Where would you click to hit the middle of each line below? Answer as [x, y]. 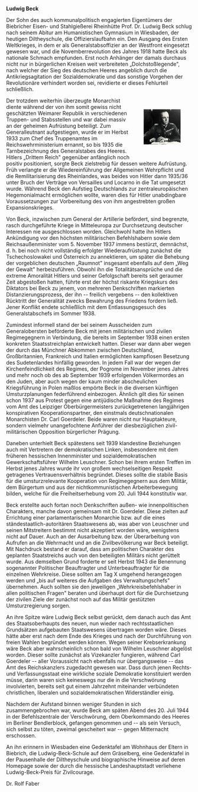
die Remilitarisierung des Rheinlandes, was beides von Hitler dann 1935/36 [97, 176]
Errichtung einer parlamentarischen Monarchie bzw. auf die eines [86, 518]
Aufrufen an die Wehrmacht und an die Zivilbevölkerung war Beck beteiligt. [98, 543]
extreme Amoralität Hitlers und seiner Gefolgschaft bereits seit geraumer [95, 276]
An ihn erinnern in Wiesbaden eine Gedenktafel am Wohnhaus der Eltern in [97, 747]
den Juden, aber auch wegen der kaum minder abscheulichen [82, 381]
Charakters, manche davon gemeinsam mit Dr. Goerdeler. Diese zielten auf [97, 511]
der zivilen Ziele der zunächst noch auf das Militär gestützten [81, 599]
